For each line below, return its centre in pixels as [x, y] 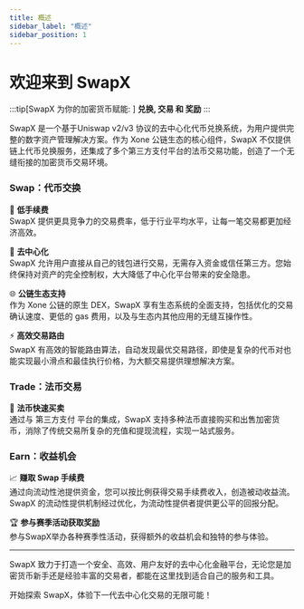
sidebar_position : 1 [48, 34]
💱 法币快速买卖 [37, 408]
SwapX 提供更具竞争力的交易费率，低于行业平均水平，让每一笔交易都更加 [146, 221]
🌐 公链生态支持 [38, 293]
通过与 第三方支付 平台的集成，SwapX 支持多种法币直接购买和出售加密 [141, 419]
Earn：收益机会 [43, 456]
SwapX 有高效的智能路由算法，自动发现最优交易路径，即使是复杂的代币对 [146, 349]
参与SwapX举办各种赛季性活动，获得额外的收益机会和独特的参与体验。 [142, 536]
